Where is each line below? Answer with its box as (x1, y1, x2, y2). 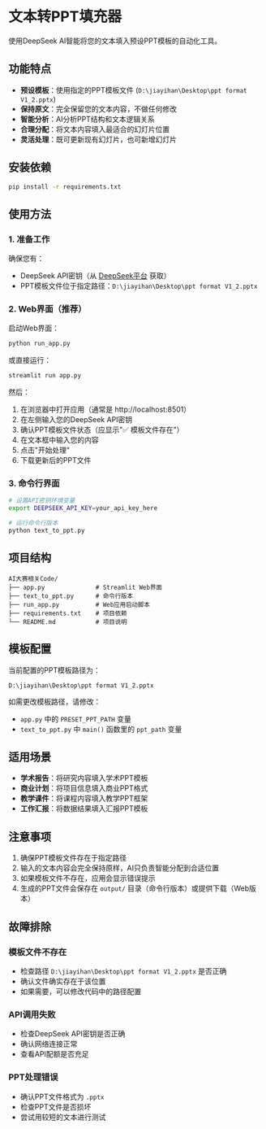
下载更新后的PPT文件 (19, 456, 92, 465)
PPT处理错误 (8, 1071, 58, 1083)
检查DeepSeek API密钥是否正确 (19, 1029, 126, 1039)
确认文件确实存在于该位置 (19, 976, 106, 986)
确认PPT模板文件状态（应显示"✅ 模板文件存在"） (19, 425, 184, 435)
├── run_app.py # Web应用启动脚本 (8, 600, 150, 608)
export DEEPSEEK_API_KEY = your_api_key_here (8, 504, 158, 512)
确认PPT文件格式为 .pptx (19, 1092, 105, 1101)
